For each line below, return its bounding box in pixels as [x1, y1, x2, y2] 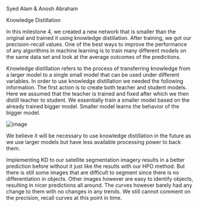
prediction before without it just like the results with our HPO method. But [6, 163, 185, 170]
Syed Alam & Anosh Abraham [6, 5, 78, 12]
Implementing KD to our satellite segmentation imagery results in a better [6, 156, 185, 163]
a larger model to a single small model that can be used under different [6, 71, 179, 78]
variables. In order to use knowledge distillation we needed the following [6, 77, 184, 84]
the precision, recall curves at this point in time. [6, 195, 122, 201]
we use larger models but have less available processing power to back [6, 139, 181, 145]
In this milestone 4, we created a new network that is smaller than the [6, 28, 176, 35]
